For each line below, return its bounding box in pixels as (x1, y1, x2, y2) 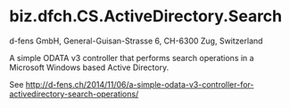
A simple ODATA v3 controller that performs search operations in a (9, 52, 254, 63)
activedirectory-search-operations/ (9, 89, 139, 99)
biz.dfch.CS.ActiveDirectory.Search (9, 6, 283, 27)
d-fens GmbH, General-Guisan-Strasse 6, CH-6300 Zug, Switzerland (9, 35, 263, 46)
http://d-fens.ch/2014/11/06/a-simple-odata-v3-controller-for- (25, 79, 254, 89)
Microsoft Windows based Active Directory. (9, 62, 170, 73)
